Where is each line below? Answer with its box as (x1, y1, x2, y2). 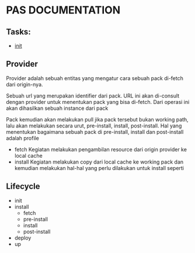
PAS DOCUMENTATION (6, 4, 121, 17)
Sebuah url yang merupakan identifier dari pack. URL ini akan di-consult (6, 92, 180, 99)
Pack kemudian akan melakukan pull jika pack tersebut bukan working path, (6, 116, 189, 123)
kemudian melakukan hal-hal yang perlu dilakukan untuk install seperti (14, 164, 184, 171)
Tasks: (6, 27, 31, 37)
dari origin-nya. (6, 81, 43, 88)
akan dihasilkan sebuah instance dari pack (6, 105, 109, 112)
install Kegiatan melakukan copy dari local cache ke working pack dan (14, 158, 184, 165)
